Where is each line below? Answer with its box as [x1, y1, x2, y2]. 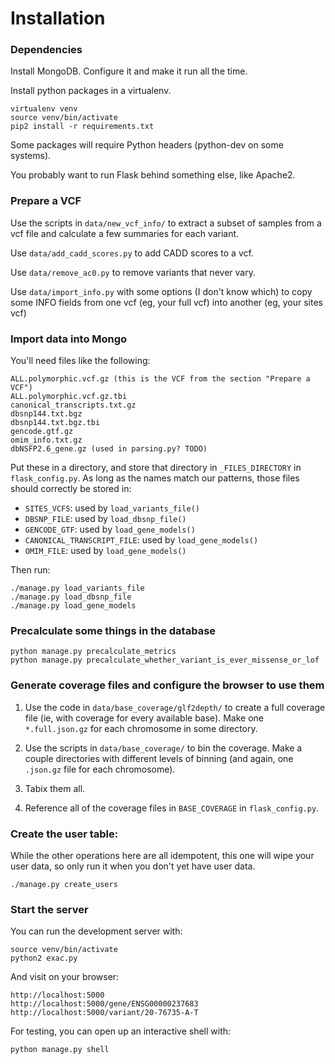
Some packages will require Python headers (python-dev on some [10, 139, 284, 151]
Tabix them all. [24, 782, 86, 794]
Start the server [10, 902, 89, 916]
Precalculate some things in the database [10, 624, 217, 637]
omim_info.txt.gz [10, 435, 83, 446]
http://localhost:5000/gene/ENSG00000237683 [10, 999, 199, 1009]
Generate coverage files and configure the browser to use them [10, 678, 325, 692]
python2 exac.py [10, 953, 78, 964]
